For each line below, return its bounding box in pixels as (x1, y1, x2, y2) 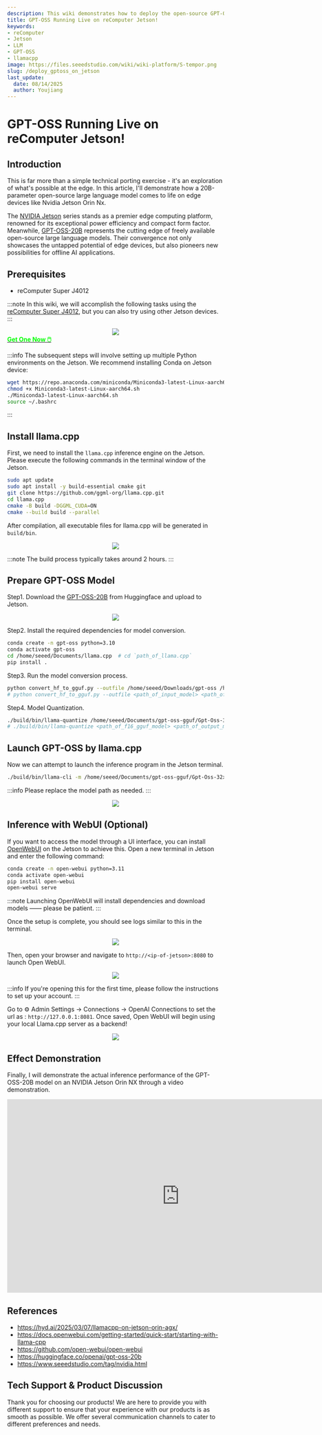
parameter (7, 191, 37, 199)
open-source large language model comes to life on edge (37, 191, 202, 199)
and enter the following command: (7, 852, 105, 860)
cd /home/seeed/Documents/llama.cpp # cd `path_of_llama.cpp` (7, 653, 193, 660)
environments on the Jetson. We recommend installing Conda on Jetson (7, 358, 212, 367)
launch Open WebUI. (7, 958, 66, 967)
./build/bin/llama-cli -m (7, 774, 81, 781)
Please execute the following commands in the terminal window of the (7, 456, 206, 464)
